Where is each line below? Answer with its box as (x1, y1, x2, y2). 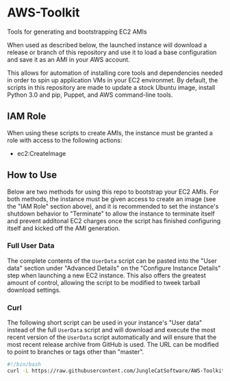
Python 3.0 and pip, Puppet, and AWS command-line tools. (7, 91, 173, 99)
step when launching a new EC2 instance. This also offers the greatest (7, 271, 207, 279)
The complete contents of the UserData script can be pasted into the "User (7, 256, 218, 265)
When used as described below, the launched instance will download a (7, 41, 207, 49)
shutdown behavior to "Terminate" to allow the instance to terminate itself (7, 209, 215, 218)
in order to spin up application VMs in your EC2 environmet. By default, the (7, 76, 218, 84)
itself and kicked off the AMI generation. (7, 224, 120, 232)
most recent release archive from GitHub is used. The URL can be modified (7, 340, 219, 349)
